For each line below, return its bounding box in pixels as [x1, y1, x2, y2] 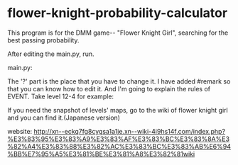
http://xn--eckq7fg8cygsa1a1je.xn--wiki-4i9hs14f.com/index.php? [33, 127, 226, 135]
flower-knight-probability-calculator [7, 5, 228, 21]
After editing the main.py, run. [7, 50, 94, 58]
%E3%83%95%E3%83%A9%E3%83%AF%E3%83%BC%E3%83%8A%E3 [7, 135, 229, 143]
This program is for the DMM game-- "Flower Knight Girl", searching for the [7, 28, 229, 37]
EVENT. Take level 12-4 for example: [7, 92, 114, 101]
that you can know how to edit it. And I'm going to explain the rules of [7, 84, 211, 93]
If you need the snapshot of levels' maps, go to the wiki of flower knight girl [7, 106, 229, 114]
